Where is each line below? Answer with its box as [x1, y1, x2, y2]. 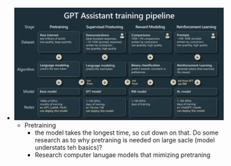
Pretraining [24, 121, 57, 130]
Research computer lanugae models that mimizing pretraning [34, 151, 211, 159]
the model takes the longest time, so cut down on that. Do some [34, 128, 218, 137]
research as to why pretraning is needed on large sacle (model [34, 136, 215, 144]
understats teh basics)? [34, 144, 103, 152]
